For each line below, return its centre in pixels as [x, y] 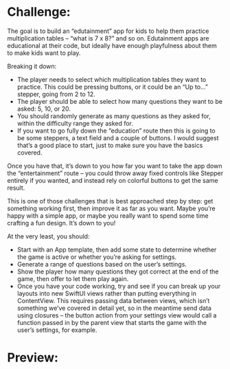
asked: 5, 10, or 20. [44, 109]
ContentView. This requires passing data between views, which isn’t [113, 300]
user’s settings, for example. [57, 330]
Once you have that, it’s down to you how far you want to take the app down [115, 166]
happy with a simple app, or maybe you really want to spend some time [108, 215]
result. [16, 188]
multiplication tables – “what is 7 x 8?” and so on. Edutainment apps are [108, 38]
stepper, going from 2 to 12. [56, 94]
